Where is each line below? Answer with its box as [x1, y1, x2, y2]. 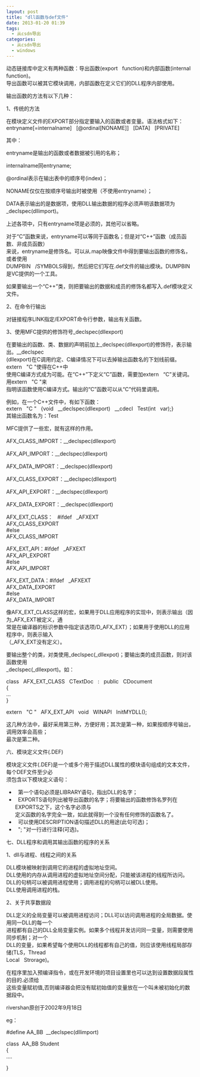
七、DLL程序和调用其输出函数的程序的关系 [6, 838, 110, 846]
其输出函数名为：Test [6, 412, 59, 419]
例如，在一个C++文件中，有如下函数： [6, 398, 101, 406]
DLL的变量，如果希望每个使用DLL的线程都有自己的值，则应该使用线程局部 [6, 941, 187, 948]
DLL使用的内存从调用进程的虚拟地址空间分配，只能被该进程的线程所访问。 [6, 871, 188, 878]
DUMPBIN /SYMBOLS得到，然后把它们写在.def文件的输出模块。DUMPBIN [6, 262, 190, 270]
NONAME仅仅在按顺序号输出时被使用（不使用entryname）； [6, 187, 153, 194]
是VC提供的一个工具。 [6, 270, 61, 277]
